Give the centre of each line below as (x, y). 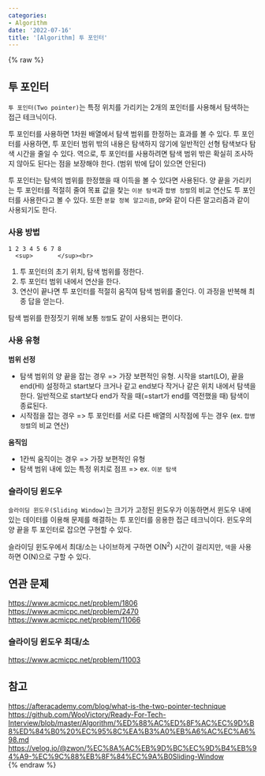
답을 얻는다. (46, 302)
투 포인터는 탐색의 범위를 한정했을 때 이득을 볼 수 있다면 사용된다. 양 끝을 (119, 180)
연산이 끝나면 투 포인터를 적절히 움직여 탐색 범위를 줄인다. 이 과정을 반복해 (133, 291)
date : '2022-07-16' (40, 30)
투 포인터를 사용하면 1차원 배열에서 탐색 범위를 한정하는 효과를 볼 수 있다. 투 (124, 134)
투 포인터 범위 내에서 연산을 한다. (70, 282)
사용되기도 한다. (33, 210)
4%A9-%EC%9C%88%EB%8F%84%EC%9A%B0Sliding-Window (116, 756)
